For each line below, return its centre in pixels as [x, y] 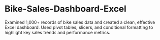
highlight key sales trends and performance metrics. [58, 32]
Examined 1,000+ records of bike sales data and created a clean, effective [80, 22]
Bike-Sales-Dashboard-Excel [65, 9]
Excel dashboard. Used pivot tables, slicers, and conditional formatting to [79, 27]
